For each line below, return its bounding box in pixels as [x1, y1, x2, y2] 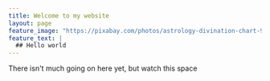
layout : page [8, 19, 52, 27]
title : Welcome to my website [8, 11, 110, 20]
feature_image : [8, 26, 59, 34]
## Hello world [15, 42, 67, 50]
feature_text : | [8, 34, 63, 43]
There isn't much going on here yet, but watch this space [8, 63, 198, 73]
